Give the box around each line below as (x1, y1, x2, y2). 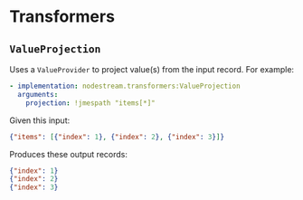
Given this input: (9, 115, 71, 126)
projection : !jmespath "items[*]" (25, 98, 156, 108)
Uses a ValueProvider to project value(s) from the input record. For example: (9, 64, 295, 74)
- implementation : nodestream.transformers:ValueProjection (9, 81, 241, 90)
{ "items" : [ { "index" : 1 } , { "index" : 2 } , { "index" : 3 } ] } (9, 132, 224, 141)
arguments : (17, 90, 59, 99)
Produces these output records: (9, 148, 128, 159)
